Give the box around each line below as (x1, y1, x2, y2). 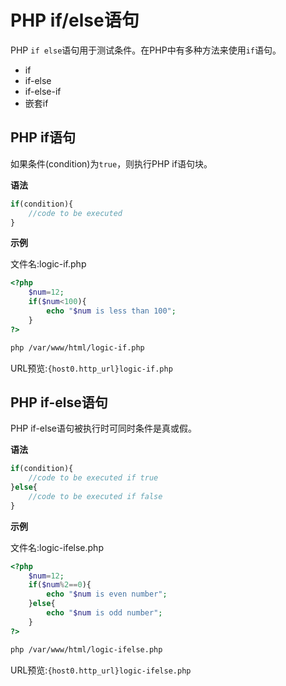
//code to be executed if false (28, 491, 163, 501)
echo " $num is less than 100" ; (46, 306, 177, 316)
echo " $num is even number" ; (46, 589, 168, 600)
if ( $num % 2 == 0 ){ (28, 580, 92, 590)
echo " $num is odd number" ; (46, 608, 163, 618)
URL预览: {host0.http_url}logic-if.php (10, 362, 173, 374)
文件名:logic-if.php (10, 258, 87, 270)
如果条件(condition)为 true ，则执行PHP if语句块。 (10, 157, 213, 170)
